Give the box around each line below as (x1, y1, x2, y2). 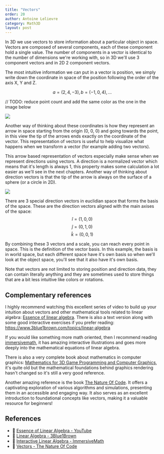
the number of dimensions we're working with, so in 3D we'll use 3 (5, 55, 140, 60)
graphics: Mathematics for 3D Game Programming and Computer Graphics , (5, 359, 158, 365)
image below (5, 104, 31, 110)
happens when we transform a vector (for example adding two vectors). (5, 143, 150, 150)
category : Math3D (5, 21, 41, 26)
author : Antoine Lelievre (5, 16, 58, 21)
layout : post (5, 26, 32, 30)
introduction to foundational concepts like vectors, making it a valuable (5, 395, 148, 401)
